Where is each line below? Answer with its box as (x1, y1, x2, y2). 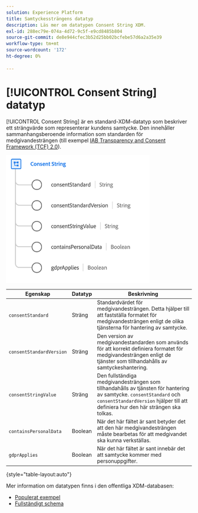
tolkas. (97, 409, 113, 417)
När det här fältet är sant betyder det (97, 418, 186, 425)
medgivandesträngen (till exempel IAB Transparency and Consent (6, 137, 166, 144)
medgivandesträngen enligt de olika (97, 318, 184, 325)
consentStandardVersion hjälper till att (97, 397, 188, 404)
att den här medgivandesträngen (97, 424, 177, 431)
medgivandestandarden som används (97, 338, 189, 346)
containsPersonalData (8, 428, 62, 434)
